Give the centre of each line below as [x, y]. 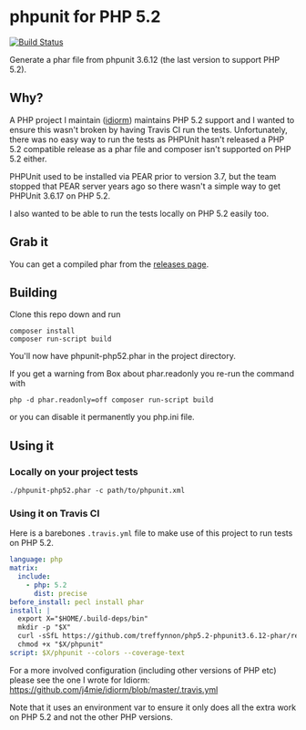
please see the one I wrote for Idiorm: [80, 680]
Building [33, 292]
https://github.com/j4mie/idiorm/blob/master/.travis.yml [114, 689]
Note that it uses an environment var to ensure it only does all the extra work [153, 707]
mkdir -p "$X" [44, 627]
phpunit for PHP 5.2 [85, 17]
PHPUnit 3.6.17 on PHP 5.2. [60, 195]
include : [34, 577]
